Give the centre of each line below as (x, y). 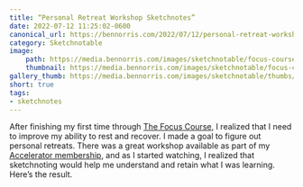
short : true (32, 85)
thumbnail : (46, 68)
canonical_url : (38, 34)
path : (36, 59)
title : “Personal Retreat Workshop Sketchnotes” (102, 18)
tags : (19, 93)
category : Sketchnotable (56, 43)
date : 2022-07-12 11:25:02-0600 (70, 26)
